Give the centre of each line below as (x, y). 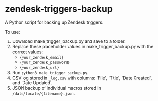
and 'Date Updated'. (32, 83)
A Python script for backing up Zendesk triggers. (54, 22)
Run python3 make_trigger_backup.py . (50, 72)
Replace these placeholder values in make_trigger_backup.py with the (83, 46)
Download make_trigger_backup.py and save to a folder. (69, 41)
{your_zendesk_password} (45, 62)
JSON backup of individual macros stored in (56, 88)
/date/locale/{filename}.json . (44, 93)
